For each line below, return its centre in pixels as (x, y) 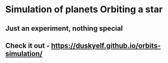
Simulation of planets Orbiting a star (84, 9)
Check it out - (27, 45)
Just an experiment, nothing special (64, 28)
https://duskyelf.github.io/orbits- (106, 45)
